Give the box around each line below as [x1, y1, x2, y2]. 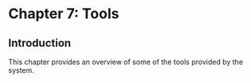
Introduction [8, 36, 72, 50]
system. [8, 66, 34, 75]
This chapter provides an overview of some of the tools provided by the [8, 57, 244, 66]
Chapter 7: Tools [8, 5, 120, 23]
